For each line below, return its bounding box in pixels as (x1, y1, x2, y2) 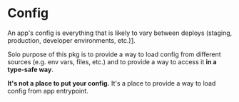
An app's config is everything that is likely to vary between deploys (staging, (7, 29, 233, 37)
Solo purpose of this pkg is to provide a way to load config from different (7, 50, 221, 58)
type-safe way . (7, 65, 54, 73)
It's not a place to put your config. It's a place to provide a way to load (7, 78, 216, 87)
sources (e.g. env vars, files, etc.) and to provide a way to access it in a (7, 57, 217, 66)
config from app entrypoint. (7, 86, 89, 95)
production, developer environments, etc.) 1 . (7, 36, 136, 44)
